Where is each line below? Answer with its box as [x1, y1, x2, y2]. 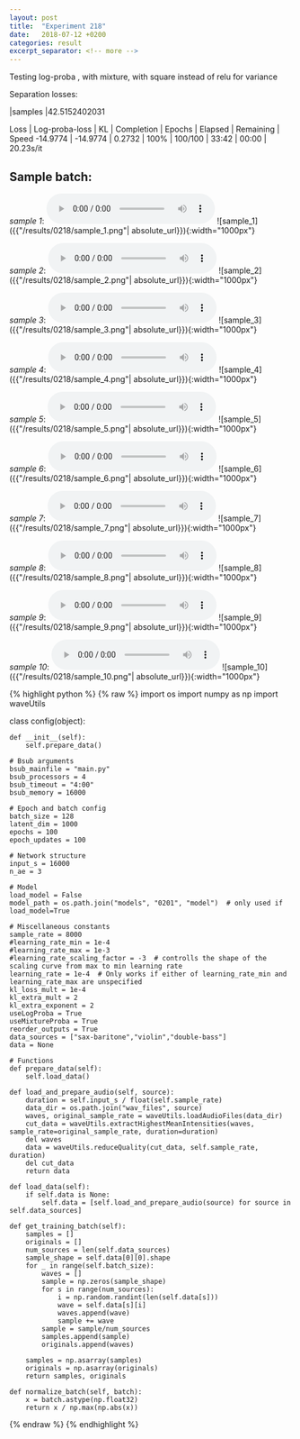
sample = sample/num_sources [41, 1324, 151, 1334]
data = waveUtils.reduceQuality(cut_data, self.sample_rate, [25, 1143, 259, 1152]
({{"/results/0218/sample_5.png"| [9, 423, 132, 433]
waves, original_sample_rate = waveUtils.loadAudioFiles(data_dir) [25, 1111, 283, 1120]
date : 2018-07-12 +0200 [9, 30, 106, 39]
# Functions [9, 1056, 54, 1065]
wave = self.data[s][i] [57, 1300, 146, 1309]
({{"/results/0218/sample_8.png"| [9, 571, 132, 582]
